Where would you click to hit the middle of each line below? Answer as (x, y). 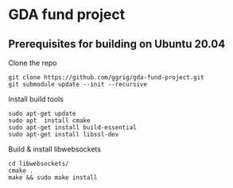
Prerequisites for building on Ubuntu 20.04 (117, 44)
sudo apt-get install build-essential (72, 128)
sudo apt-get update (43, 113)
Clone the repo (33, 63)
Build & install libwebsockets (55, 149)
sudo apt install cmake (49, 121)
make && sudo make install (53, 178)
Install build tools (36, 99)
